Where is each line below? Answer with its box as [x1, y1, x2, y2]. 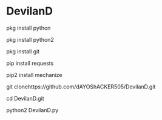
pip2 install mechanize [6, 71, 62, 78]
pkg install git [6, 47, 40, 55]
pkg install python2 [6, 36, 55, 43]
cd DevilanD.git [6, 95, 44, 102]
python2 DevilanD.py [6, 106, 59, 113]
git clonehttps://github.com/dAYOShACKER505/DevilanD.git [6, 83, 156, 90]
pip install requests [6, 59, 54, 67]
